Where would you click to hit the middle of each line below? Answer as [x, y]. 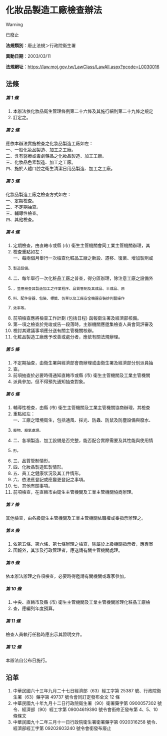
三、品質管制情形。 [33, 461]
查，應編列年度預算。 [35, 608]
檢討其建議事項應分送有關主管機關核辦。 [54, 330]
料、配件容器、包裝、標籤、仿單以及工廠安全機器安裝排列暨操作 [69, 298]
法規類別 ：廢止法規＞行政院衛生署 [41, 45]
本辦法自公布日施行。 [27, 660]
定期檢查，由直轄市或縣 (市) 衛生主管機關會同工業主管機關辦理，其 [81, 245]
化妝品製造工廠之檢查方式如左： [38, 195]
